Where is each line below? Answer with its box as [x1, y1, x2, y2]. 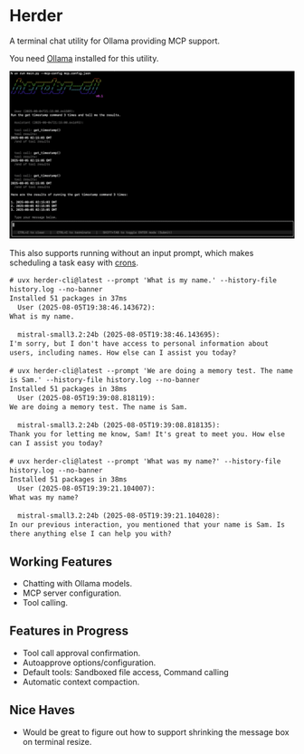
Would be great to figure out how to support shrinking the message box [22, 726, 290, 738]
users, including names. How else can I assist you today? [9, 348, 237, 358]
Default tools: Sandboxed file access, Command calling [22, 666, 229, 677]
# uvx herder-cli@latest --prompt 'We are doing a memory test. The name [9, 367, 294, 376]
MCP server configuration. [22, 587, 122, 598]
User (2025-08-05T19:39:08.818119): [17, 394, 156, 403]
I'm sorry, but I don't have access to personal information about [9, 339, 270, 348]
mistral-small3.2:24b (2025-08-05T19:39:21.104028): [17, 511, 221, 520]
